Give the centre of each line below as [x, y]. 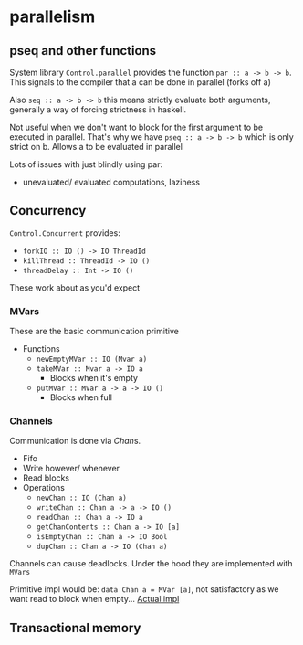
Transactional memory [75, 628]
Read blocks [46, 478]
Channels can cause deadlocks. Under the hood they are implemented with [151, 564]
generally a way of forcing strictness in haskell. [98, 110]
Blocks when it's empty [94, 378]
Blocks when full [81, 397]
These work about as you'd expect [75, 287]
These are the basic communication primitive [94, 332]
